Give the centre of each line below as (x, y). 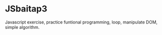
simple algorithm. (22, 27)
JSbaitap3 (26, 9)
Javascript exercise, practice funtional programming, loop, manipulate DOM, (81, 22)
